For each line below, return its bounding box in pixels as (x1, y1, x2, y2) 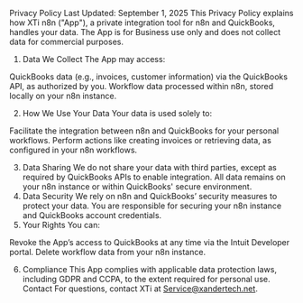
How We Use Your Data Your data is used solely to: (22, 108, 213, 118)
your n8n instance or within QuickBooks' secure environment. (22, 181, 252, 192)
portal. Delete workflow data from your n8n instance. (9, 247, 206, 257)
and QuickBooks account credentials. (22, 210, 162, 220)
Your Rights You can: (22, 220, 101, 230)
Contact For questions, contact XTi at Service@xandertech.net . (22, 283, 259, 294)
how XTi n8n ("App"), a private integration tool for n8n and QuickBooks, (9, 17, 275, 28)
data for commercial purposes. (9, 36, 124, 47)
